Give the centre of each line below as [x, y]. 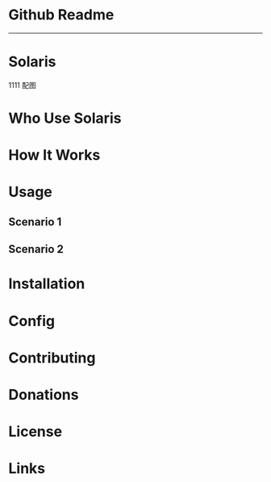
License [35, 432]
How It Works [54, 155]
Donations [44, 394]
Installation [47, 284]
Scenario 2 [36, 249]
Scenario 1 [35, 222]
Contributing [52, 358]
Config [31, 321]
